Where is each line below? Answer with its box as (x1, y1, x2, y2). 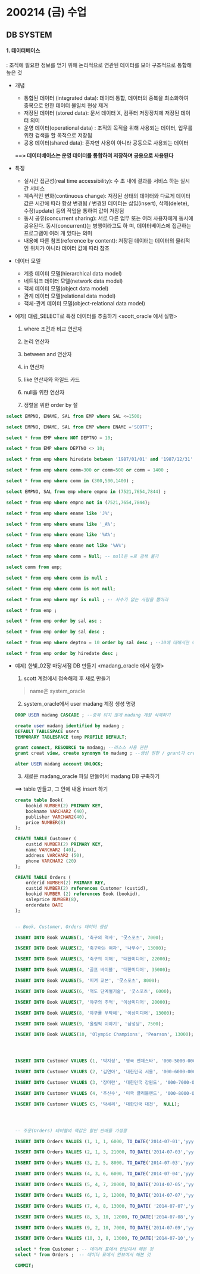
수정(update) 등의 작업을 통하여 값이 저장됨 (23, 207, 124, 214)
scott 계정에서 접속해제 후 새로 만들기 (23, 675, 111, 682)
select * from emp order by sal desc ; (6, 629, 105, 635)
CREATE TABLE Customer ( (14, 836, 77, 842)
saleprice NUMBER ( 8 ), (26, 897, 79, 903)
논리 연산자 (23, 338, 49, 345)
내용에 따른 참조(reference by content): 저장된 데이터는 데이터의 (23, 237, 174, 244)
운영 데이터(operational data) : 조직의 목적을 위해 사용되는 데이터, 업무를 (23, 124, 193, 131)
